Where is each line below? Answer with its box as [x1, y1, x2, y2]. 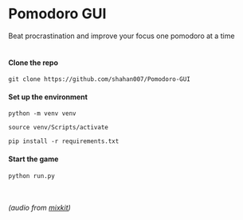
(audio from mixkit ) [8, 203, 72, 212]
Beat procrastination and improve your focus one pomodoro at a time [8, 31, 235, 41]
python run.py [8, 172, 56, 179]
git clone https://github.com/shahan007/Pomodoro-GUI [8, 75, 191, 83]
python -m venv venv [8, 110, 77, 118]
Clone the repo [8, 57, 58, 68]
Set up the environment [8, 92, 88, 102]
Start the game [8, 154, 59, 164]
